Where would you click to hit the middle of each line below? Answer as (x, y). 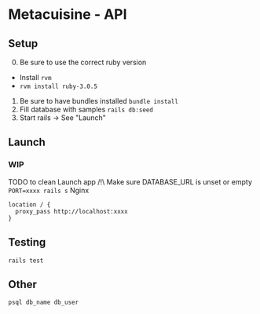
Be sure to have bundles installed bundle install (99, 101)
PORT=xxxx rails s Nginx (49, 190)
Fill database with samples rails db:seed (86, 109)
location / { (29, 204)
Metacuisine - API (68, 15)
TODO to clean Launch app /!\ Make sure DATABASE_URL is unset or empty (130, 181)
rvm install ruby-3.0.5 (59, 86)
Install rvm (35, 77)
